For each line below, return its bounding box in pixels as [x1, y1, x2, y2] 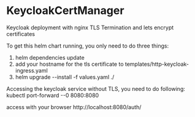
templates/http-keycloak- [124, 60, 189, 68]
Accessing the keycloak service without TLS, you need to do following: [6, 85, 186, 92]
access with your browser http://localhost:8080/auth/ [6, 103, 142, 110]
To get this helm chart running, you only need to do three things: [6, 42, 169, 49]
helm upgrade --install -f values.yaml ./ [15, 73, 115, 80]
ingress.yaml [15, 66, 48, 74]
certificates [6, 30, 36, 37]
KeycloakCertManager [6, 4, 124, 18]
